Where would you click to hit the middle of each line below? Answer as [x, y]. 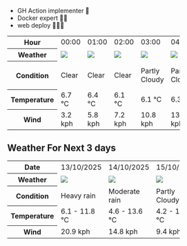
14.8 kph [123, 231]
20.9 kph [76, 231]
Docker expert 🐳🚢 [42, 18]
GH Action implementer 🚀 [53, 11]
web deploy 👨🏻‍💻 [40, 25]
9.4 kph [169, 231]
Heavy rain [78, 196]
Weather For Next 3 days [61, 148]
